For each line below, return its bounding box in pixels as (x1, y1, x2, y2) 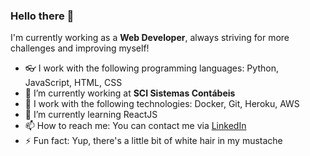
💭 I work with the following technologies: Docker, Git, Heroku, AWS (24, 98, 300, 110)
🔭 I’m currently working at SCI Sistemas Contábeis (24, 87, 236, 99)
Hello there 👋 (10, 9, 75, 23)
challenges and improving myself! (10, 42, 150, 54)
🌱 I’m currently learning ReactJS (24, 109, 158, 121)
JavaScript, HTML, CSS (24, 77, 123, 89)
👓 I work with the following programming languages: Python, (24, 62, 279, 74)
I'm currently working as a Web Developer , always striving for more (10, 32, 290, 44)
